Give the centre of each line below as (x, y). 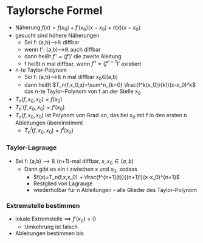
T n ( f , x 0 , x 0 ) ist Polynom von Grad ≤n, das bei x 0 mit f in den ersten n (101, 116)
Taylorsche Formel (54, 11)
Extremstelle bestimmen (43, 205)
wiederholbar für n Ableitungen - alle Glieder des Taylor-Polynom (115, 190)
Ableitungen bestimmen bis (49, 233)
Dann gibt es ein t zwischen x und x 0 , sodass (81, 169)
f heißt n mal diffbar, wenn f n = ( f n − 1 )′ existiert (83, 63)
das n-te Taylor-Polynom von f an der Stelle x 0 (82, 92)
